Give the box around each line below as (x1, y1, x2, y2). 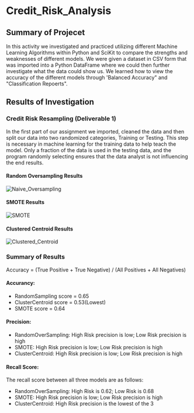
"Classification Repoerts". (6, 80, 68, 87)
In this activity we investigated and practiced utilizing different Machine (6, 43, 178, 50)
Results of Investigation (6, 97, 95, 107)
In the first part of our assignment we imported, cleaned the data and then (6, 128, 185, 135)
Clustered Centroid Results (6, 225, 74, 232)
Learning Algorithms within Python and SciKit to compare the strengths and (6, 49, 188, 56)
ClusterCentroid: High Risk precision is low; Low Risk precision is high (14, 350, 183, 357)
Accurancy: (6, 280, 35, 287)
